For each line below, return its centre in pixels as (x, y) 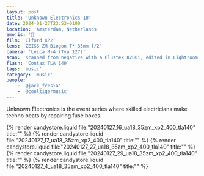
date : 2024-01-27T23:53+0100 (43, 23)
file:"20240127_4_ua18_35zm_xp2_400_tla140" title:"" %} (77, 166)
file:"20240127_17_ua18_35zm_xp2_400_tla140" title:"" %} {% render (91, 140)
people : (16, 80)
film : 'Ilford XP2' (31, 40)
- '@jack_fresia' (39, 86)
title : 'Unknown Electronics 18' (49, 18)
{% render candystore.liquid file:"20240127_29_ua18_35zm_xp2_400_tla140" (102, 153)
